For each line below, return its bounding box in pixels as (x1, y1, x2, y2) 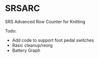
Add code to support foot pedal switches (12, 37, 94, 43)
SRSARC (5, 3, 40, 14)
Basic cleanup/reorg (12, 42, 53, 48)
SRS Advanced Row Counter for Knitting (5, 19, 85, 24)
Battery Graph (12, 47, 40, 53)
